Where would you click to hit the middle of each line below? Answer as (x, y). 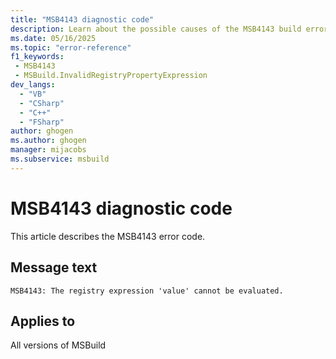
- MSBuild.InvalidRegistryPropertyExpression (111, 76)
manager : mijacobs (48, 150)
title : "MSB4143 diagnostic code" (82, 19)
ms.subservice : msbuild (60, 159)
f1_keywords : (37, 57)
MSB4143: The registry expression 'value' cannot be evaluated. (147, 291)
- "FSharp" (42, 122)
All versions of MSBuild (58, 345)
